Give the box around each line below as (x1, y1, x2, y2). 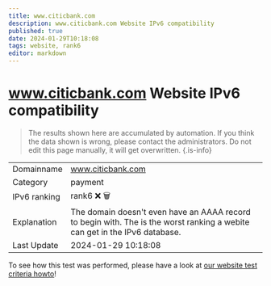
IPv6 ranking (12, 191, 60, 203)
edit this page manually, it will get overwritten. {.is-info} (27, 145, 212, 154)
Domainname (12, 163, 63, 175)
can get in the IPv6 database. (70, 226, 181, 238)
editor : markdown (8, 49, 67, 57)
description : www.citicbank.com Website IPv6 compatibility (8, 19, 215, 27)
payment (70, 176, 104, 187)
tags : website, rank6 (8, 42, 81, 50)
